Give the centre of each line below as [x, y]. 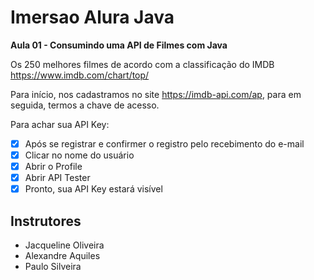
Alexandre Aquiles [62, 256]
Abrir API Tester [57, 178]
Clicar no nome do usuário [79, 155]
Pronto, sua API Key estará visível [93, 189]
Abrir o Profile [53, 167]
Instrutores [46, 221]
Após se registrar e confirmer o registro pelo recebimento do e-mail [164, 143]
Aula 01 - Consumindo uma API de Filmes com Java [119, 45]
